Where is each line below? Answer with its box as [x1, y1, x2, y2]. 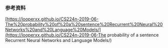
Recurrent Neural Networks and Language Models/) [5, 37, 112, 43]
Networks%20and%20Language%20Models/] [5, 26, 101, 33]
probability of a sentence [107, 32, 159, 38]
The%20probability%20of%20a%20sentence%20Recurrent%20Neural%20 [5, 21, 163, 27]
